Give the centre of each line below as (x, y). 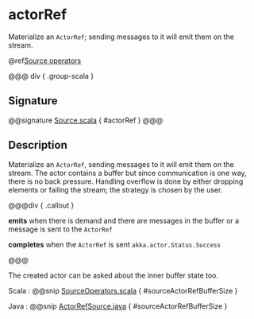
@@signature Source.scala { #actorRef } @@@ (86, 120)
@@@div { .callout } (41, 205)
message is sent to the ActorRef (60, 229)
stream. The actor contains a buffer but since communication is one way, (128, 173)
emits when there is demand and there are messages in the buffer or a (124, 220)
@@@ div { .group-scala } (51, 76)
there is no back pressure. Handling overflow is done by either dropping (126, 181)
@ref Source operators (45, 60)
